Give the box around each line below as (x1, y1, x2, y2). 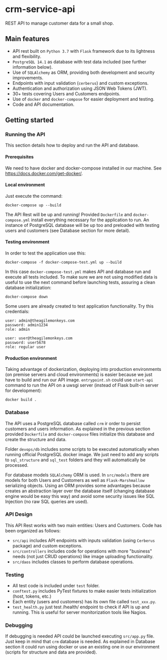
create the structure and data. (5, 436, 66, 442)
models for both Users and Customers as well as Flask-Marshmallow (5, 477, 145, 483)
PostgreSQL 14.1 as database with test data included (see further (12, 59, 146, 65)
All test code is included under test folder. (12, 583, 100, 589)
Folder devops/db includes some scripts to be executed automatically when (5, 446, 159, 452)
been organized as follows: (5, 527, 61, 534)
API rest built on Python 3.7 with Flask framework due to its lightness (12, 48, 155, 54)
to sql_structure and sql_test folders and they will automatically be (5, 457, 146, 463)
